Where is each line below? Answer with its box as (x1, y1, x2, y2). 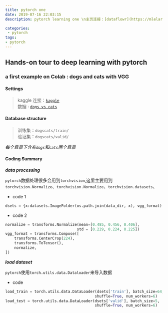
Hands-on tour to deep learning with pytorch (5, 58, 147, 67)
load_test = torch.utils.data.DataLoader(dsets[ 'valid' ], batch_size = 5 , (5, 298, 160, 303)
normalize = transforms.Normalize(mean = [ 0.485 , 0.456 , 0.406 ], (5, 222, 140, 227)
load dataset (5, 259, 32, 265)
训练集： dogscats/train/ (17, 127, 69, 133)
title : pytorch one (5, 7, 46, 13)
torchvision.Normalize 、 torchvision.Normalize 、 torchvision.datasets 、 (5, 183, 157, 189)
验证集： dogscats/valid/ (17, 133, 69, 139)
